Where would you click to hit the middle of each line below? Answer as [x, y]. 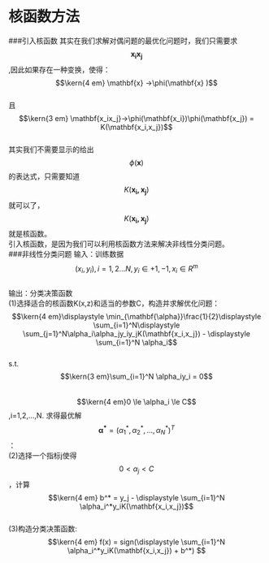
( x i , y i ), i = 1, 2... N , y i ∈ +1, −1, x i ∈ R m [137, 269]
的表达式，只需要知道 [44, 176]
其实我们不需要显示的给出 [51, 149]
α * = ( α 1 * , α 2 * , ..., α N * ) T [137, 430]
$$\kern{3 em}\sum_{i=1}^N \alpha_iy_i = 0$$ [137, 376]
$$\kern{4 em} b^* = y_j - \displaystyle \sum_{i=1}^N [137, 498]
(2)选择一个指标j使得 [43, 456]
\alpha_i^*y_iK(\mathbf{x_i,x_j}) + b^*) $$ [137, 551]
